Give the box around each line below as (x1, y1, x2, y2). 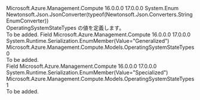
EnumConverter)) (6, 17, 49, 24)
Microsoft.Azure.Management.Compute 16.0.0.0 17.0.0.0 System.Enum (6, 5, 179, 11)
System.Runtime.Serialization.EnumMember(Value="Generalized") (6, 37, 170, 44)
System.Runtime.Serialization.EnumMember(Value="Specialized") (6, 69, 168, 76)
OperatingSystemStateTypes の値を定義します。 (6, 24, 125, 31)
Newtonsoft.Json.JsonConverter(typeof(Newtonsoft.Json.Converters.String (6, 11, 193, 18)
